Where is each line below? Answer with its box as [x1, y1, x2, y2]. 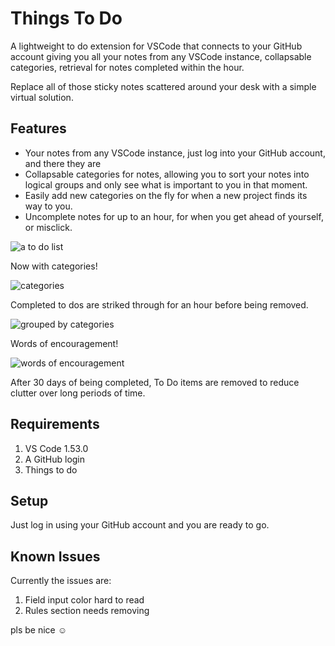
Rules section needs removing [24, 605, 150, 617]
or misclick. [24, 221, 73, 233]
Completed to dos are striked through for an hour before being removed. [10, 298, 309, 311]
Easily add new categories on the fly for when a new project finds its [24, 189, 308, 201]
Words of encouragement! [10, 337, 119, 349]
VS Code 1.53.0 [24, 442, 89, 454]
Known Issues [10, 548, 101, 565]
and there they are [24, 157, 102, 169]
